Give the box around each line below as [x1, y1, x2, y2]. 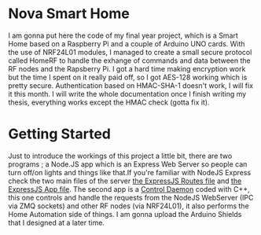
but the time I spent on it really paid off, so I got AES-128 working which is [8, 72, 248, 82]
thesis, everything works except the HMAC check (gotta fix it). [8, 97, 210, 107]
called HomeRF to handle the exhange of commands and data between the [8, 56, 251, 65]
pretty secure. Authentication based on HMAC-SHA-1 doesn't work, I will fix [8, 80, 254, 90]
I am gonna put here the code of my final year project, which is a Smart [8, 31, 238, 40]
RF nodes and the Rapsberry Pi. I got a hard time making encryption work [8, 64, 246, 73]
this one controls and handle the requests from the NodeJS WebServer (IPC [8, 193, 254, 202]
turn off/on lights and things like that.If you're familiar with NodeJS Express [8, 167, 252, 177]
